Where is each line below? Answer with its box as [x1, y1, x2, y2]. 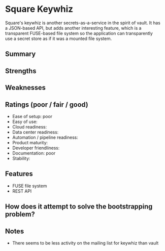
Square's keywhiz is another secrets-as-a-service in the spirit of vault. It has [5, 20, 161, 26]
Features [5, 169, 33, 178]
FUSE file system [12, 183, 47, 189]
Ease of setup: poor [12, 113, 53, 119]
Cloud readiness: [12, 124, 47, 129]
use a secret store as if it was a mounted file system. [5, 36, 112, 42]
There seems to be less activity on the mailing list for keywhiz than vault [12, 240, 159, 246]
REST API [12, 188, 32, 194]
